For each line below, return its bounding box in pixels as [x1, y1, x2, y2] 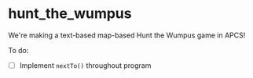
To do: [8, 45, 29, 55]
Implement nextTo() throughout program [19, 60, 152, 70]
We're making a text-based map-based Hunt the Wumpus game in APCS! [8, 30, 246, 40]
